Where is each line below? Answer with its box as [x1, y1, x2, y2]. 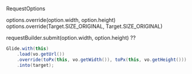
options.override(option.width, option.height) [6, 17, 116, 23]
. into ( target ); [17, 62, 55, 68]
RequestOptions [6, 5, 46, 12]
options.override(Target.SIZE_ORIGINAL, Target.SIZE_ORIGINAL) [6, 23, 163, 30]
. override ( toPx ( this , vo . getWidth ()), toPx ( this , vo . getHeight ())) [17, 56, 187, 63]
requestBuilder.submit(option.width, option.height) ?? [6, 34, 136, 41]
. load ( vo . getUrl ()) [17, 51, 65, 57]
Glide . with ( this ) [6, 46, 49, 52]
